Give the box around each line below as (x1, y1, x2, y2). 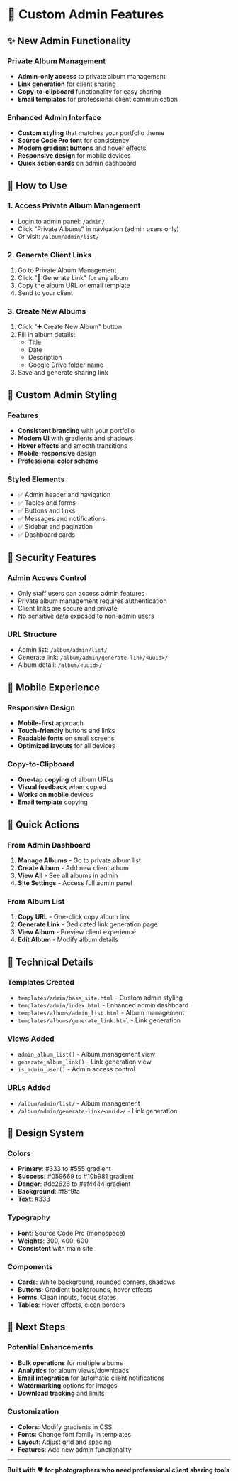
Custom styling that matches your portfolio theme (17, 129, 165, 137)
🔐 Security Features (7, 551, 97, 564)
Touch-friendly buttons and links (17, 727, 115, 735)
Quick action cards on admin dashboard (17, 159, 137, 168)
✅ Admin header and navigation (17, 491, 111, 499)
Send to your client (17, 289, 73, 297)
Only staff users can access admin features (17, 589, 145, 598)
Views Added (7, 1034, 55, 1044)
